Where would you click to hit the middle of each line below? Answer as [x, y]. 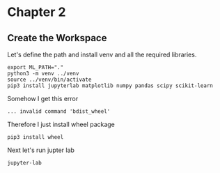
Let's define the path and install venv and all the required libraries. [102, 54]
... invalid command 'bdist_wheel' [59, 112]
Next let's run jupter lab [41, 150]
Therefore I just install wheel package [61, 124]
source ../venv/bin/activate [49, 80]
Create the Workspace [57, 38]
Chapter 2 [37, 12]
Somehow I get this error [43, 99]
